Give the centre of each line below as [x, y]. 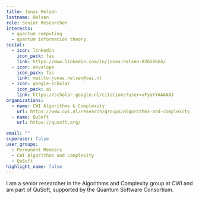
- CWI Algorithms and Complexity [53, 156]
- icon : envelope [33, 67]
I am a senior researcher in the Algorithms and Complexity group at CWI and [99, 184]
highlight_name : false [34, 167]
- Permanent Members [37, 150]
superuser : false [28, 139]
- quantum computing [37, 34]
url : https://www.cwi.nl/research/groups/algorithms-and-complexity [103, 111]
